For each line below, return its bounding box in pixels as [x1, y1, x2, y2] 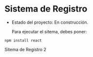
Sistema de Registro [4, 3, 88, 14]
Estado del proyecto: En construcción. [11, 19, 89, 25]
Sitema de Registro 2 [4, 46, 47, 52]
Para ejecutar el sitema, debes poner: [11, 28, 87, 34]
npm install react [4, 38, 42, 43]
